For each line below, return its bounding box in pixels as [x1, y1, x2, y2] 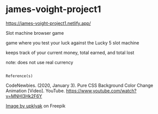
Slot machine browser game [6, 30, 64, 36]
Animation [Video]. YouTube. [6, 87, 65, 94]
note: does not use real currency [6, 59, 73, 65]
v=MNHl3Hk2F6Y [6, 93, 42, 99]
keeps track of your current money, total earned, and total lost [6, 49, 135, 55]
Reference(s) [6, 73, 33, 79]
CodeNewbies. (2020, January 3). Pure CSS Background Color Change [6, 82, 153, 88]
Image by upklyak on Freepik [6, 102, 66, 109]
